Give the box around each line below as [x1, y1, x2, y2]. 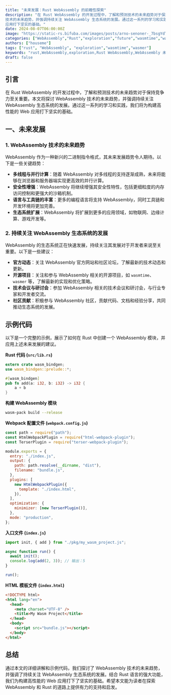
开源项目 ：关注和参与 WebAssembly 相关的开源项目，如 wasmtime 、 [12, 272, 154, 278]
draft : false [5, 54, 33, 60]
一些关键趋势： [14, 160, 46, 166]
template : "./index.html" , [18, 487, 76, 492]
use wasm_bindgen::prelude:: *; [5, 367, 72, 372]
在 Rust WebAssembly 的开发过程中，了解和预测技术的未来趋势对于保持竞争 [5, 90, 164, 96]
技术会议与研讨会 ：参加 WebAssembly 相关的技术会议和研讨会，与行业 [12, 285, 161, 291]
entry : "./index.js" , [10, 454, 56, 459]
